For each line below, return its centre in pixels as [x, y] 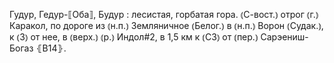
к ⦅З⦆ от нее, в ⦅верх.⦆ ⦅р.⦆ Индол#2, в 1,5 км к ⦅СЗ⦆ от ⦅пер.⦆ [134, 37]
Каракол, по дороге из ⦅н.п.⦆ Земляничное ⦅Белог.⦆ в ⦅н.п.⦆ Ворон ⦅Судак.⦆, [166, 25]
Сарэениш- [284, 37]
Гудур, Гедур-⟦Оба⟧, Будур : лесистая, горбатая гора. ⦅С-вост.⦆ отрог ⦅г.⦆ [164, 14]
